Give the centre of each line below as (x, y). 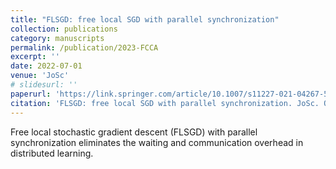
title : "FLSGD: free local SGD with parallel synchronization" (145, 19)
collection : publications (64, 29)
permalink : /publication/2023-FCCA (84, 47)
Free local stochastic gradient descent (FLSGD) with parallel (134, 132)
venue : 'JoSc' (40, 76)
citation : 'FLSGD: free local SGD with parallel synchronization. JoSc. (165, 103)
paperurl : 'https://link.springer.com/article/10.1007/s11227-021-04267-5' (171, 94)
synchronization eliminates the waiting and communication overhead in (157, 142)
